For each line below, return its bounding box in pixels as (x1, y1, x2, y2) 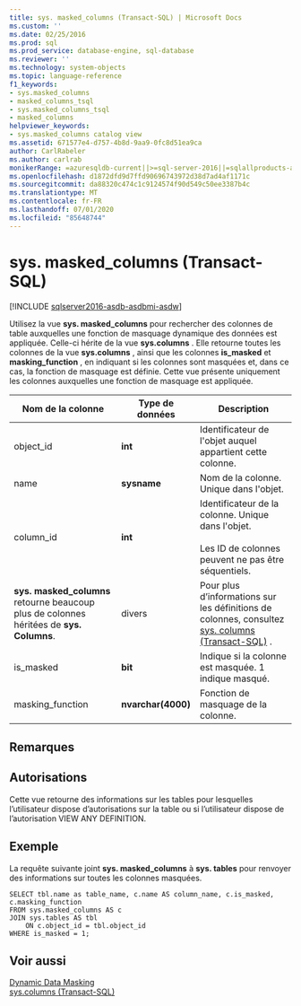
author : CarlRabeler (9, 146, 87, 155)
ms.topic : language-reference (9, 72, 123, 81)
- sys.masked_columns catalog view (9, 130, 142, 139)
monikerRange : (9, 163, 63, 172)
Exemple (9, 839, 59, 854)
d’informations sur (200, 590, 277, 602)
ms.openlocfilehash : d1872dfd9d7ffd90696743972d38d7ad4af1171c (9, 171, 251, 180)
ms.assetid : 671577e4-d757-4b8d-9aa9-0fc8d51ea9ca (9, 138, 202, 147)
